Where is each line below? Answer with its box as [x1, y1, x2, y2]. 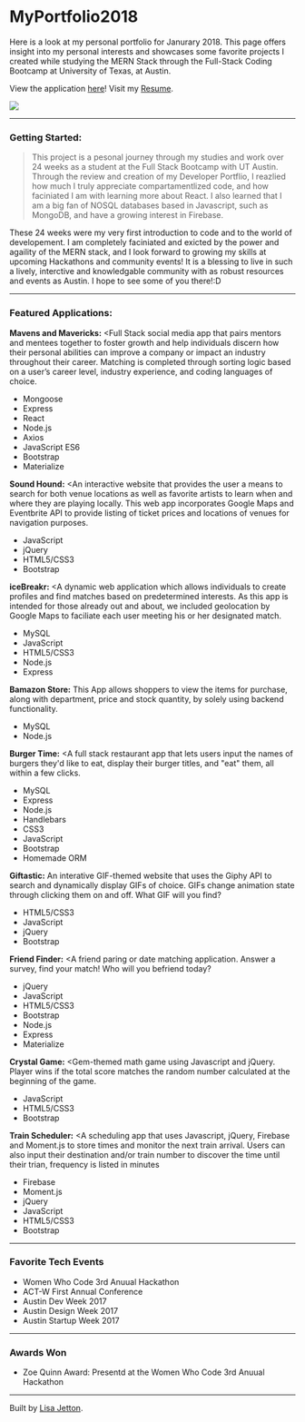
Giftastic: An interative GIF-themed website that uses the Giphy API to [9, 870, 272, 881]
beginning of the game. [9, 1075, 97, 1086]
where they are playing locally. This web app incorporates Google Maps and [9, 498, 294, 509]
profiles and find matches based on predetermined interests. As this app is [9, 590, 289, 601]
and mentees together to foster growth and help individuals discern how [9, 337, 280, 348]
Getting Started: [9, 131, 83, 143]
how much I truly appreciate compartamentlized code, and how [31, 181, 270, 192]
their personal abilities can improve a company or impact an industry [9, 347, 266, 358]
